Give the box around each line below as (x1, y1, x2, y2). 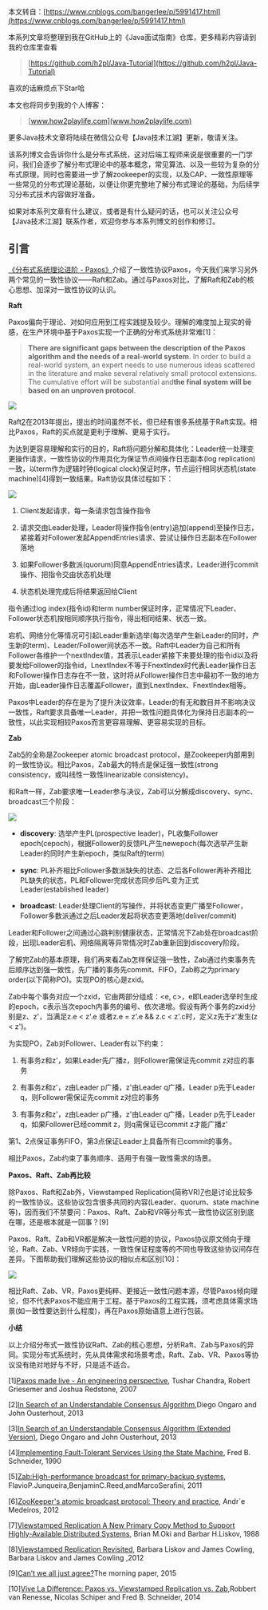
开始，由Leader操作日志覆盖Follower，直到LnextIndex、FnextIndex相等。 (8, 680, 250, 690)
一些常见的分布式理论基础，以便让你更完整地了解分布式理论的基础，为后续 (8, 180, 253, 189)
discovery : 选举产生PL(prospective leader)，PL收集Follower (19, 829, 219, 838)
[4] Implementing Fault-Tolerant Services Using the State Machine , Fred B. (8, 1447, 251, 1457)
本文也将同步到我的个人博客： (8, 101, 106, 109)
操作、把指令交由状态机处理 (19, 569, 112, 579)
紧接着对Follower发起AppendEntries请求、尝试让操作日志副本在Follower (19, 532, 258, 542)
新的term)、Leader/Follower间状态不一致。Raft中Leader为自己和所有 (14, 640, 241, 650)
